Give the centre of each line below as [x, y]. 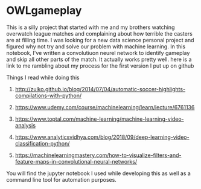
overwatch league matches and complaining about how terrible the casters [100, 33]
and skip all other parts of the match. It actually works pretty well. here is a [99, 59]
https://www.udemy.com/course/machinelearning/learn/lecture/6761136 [105, 107]
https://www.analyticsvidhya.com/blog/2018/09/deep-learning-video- [102, 137]
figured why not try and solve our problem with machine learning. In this [96, 46]
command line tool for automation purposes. [61, 179]
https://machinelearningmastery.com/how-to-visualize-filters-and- [98, 155]
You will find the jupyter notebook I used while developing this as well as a [99, 173]
